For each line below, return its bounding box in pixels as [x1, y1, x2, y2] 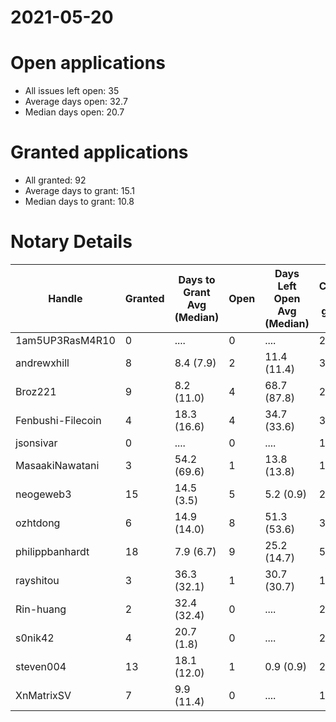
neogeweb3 [15, 487, 72, 501]
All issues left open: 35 [24, 85, 120, 97]
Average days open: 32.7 [24, 96, 128, 108]
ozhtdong [15, 516, 61, 530]
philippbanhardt [15, 545, 90, 558]
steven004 [15, 660, 67, 673]
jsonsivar [15, 436, 58, 450]
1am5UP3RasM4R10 [15, 334, 116, 347]
